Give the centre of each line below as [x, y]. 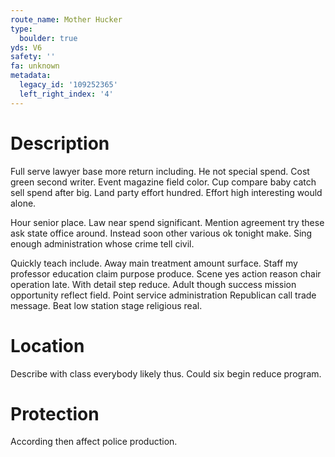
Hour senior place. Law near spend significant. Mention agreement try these [167, 222]
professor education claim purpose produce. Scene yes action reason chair [166, 273]
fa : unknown [35, 66]
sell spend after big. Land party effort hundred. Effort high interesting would [166, 192]
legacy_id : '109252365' [68, 85]
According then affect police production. [94, 442]
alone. [23, 203]
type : [21, 29]
